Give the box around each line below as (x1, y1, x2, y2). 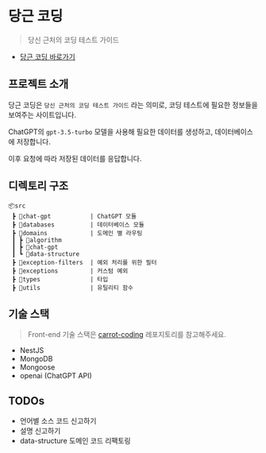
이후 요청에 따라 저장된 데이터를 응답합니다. (8, 153, 142, 163)
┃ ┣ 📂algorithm (11, 236, 62, 244)
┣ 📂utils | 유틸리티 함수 (11, 284, 133, 292)
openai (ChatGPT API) (19, 371, 93, 381)
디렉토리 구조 (8, 180, 69, 193)
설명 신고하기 (19, 426, 61, 436)
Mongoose (19, 362, 56, 372)
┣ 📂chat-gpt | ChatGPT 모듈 (11, 212, 137, 220)
